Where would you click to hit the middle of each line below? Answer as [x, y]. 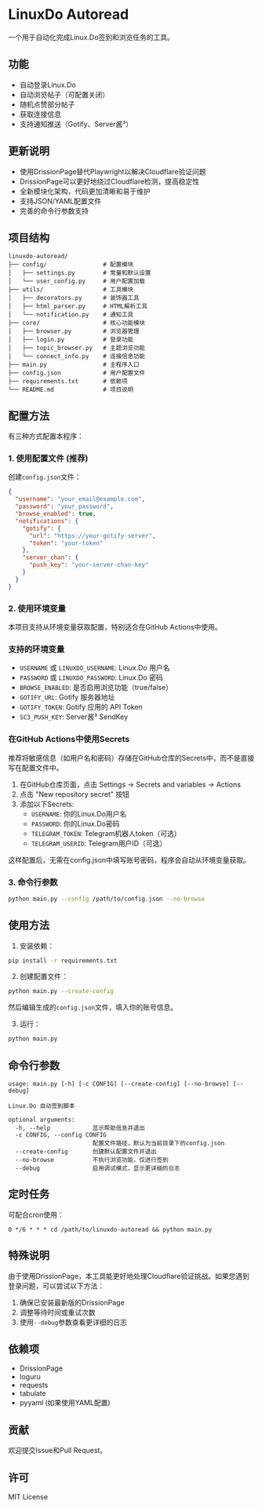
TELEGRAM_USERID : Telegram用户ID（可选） [99, 843]
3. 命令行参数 [33, 882]
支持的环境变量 [36, 649]
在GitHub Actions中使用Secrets [69, 739]
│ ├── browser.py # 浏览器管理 [74, 331]
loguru [30, 1377]
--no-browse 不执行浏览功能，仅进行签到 [92, 1160]
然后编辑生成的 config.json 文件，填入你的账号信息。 [93, 1007]
